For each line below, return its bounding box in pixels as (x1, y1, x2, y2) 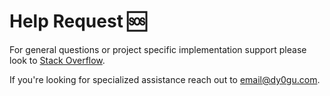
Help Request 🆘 (9, 10, 147, 33)
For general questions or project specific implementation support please (9, 43, 307, 55)
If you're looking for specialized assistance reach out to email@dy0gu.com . (9, 73, 321, 85)
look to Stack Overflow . (9, 54, 106, 66)
